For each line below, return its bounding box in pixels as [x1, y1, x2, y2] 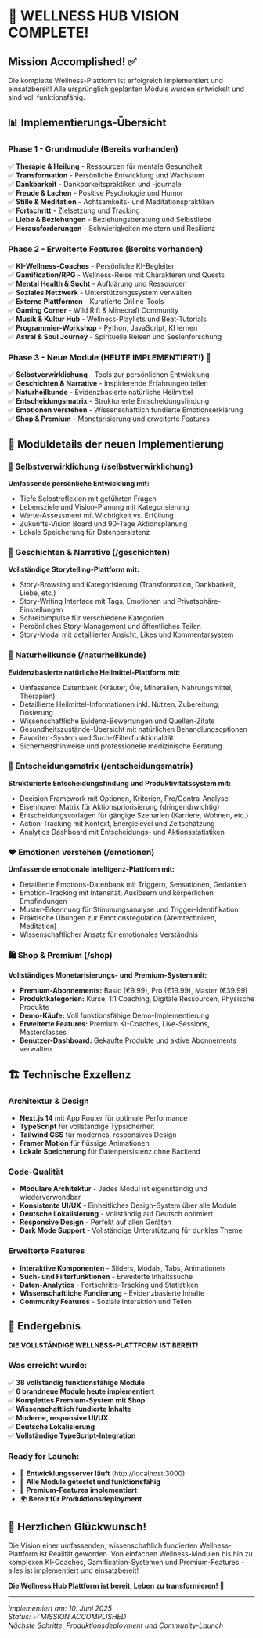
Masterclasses [19, 1028, 67, 1037]
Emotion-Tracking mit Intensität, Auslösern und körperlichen [19, 888, 214, 898]
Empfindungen [19, 897, 68, 906]
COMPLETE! [8, 24, 89, 42]
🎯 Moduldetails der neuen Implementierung [8, 437, 225, 451]
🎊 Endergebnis [8, 1319, 81, 1333]
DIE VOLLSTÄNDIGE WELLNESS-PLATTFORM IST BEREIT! [8, 1340, 199, 1350]
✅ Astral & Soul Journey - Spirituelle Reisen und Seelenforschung [8, 331, 222, 341]
